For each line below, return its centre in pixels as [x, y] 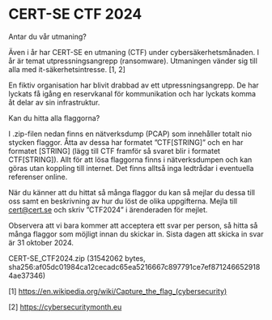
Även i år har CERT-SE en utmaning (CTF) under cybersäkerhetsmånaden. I [134, 52]
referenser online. [38, 177]
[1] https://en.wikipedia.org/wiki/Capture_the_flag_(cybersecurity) [118, 291]
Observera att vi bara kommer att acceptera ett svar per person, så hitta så [133, 225]
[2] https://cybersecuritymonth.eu [65, 307]
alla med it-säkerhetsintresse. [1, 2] [67, 69]
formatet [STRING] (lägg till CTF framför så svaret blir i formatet [115, 151]
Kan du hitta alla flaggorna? [54, 117]
